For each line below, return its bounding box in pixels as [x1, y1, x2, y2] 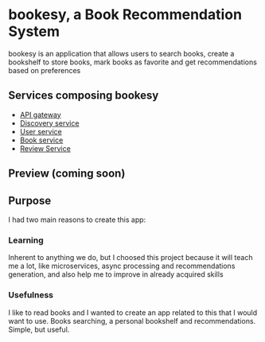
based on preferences [8, 65, 81, 75]
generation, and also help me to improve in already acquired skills [8, 270, 224, 279]
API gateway [19, 110, 61, 119]
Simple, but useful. [8, 325, 70, 334]
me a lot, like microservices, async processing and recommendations [8, 261, 236, 271]
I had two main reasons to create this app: [8, 215, 146, 224]
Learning [8, 235, 44, 246]
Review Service [19, 143, 72, 153]
